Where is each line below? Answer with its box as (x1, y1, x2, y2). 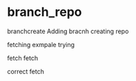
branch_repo (7, 4, 82, 20)
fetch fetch (7, 53, 39, 62)
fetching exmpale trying (7, 40, 75, 48)
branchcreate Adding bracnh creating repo (7, 27, 129, 35)
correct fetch (7, 67, 45, 75)
